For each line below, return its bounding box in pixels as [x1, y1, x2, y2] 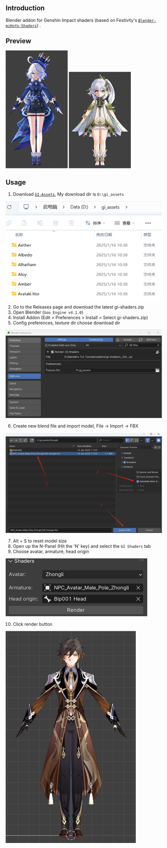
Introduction [5, 4, 45, 12]
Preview [5, 37, 32, 45]
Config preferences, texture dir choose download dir [12, 320, 120, 326]
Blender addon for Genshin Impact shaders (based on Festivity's [5, 17, 138, 23]
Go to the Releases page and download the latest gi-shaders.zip [12, 304, 144, 310]
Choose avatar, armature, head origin [12, 548, 89, 554]
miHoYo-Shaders [5, 23, 37, 28]
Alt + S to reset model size [12, 538, 67, 544]
